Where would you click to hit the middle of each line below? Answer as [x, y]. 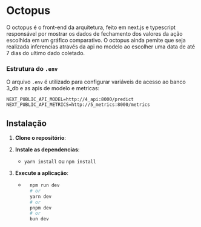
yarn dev [41, 196]
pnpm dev [41, 208]
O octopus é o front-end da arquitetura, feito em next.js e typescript [91, 27]
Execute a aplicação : [41, 173]
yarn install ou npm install [60, 162]
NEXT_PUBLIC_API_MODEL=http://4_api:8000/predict [70, 100]
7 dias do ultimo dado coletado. [46, 53]
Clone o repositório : [41, 138]
